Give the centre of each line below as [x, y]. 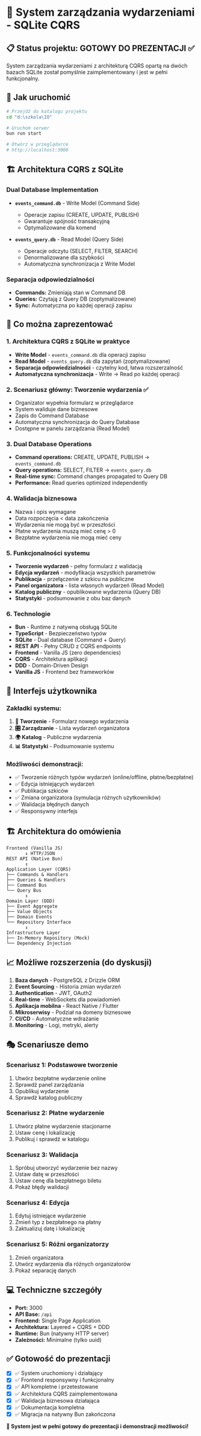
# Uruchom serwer [28, 128]
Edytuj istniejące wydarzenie [50, 1216]
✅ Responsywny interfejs [46, 811]
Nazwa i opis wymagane [45, 511]
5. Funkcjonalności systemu [48, 553]
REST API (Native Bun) [35, 859]
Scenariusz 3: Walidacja [42, 1155]
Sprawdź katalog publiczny [48, 1097]
